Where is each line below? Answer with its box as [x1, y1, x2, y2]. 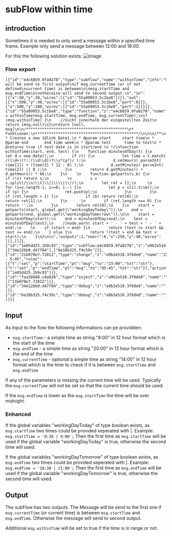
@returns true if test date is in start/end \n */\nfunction [5, 145, 139, 150]
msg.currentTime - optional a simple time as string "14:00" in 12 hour [12, 356, 157, 362]
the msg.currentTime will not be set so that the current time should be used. [5, 383, 164, 389]
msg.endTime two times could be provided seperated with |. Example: [5, 460, 149, 466]
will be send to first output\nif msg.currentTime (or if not [5, 82, 141, 87]
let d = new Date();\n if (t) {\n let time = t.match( [5, 154, 166, 159]
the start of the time [12, 340, 55, 346]
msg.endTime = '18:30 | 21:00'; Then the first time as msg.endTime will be [5, 465, 162, 471]
